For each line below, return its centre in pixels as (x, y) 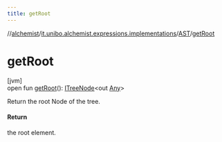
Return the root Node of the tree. (54, 101)
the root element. (32, 132)
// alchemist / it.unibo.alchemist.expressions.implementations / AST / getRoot (111, 33)
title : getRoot (29, 14)
